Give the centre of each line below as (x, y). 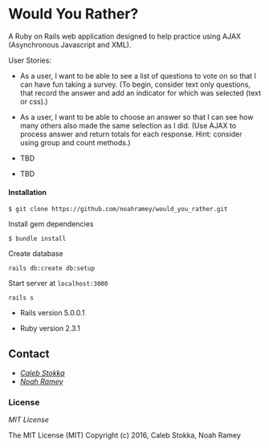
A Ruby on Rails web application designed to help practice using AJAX (125, 36)
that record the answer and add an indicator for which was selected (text (141, 92)
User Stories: (30, 60)
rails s (21, 298)
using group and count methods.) (75, 142)
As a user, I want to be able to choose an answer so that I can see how (137, 116)
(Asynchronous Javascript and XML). (70, 44)
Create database (36, 254)
